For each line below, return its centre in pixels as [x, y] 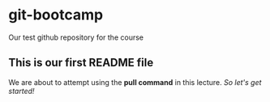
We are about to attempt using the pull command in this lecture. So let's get [135, 82]
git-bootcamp [56, 15]
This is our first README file [81, 63]
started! [21, 91]
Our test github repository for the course [76, 37]
